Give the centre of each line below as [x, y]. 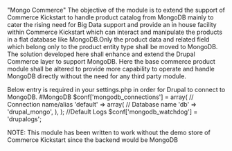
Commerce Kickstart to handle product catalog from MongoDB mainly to [110, 17]
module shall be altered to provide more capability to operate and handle [111, 69]
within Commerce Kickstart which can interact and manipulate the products [115, 32]
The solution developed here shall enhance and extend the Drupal [101, 54]
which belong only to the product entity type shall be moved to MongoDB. [113, 47]
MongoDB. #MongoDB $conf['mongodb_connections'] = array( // [100, 97]
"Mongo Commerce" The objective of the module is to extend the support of [116, 10]
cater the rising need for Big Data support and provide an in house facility [112, 25]
